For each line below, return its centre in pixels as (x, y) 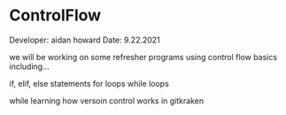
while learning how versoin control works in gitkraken (107, 100)
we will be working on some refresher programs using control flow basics (143, 57)
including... (30, 66)
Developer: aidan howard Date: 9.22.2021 (85, 40)
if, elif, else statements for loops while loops (89, 83)
